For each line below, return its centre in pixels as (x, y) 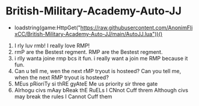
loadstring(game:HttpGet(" (47, 28)
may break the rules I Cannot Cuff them (63, 96)
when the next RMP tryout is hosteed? (62, 77)
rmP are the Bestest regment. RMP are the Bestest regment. (88, 52)
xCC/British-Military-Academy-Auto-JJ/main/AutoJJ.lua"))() (88, 34)
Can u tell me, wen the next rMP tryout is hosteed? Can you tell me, (98, 71)
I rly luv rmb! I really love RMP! (52, 46)
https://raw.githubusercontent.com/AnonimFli (136, 28)
